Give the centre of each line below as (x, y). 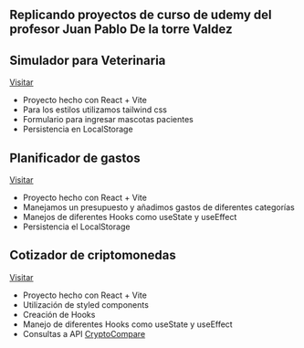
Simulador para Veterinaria (88, 60)
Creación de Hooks (59, 314)
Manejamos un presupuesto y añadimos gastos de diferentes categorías (158, 207)
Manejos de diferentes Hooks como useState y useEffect (130, 217)
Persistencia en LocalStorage (78, 129)
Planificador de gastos (75, 158)
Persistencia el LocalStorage (76, 227)
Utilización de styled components (85, 304)
